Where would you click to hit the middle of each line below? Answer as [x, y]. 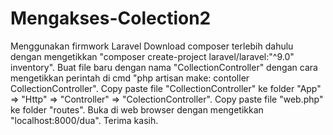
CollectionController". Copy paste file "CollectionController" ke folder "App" [166, 88]
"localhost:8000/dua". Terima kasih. [84, 120]
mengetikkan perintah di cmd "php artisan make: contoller [130, 78]
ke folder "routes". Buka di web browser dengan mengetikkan [137, 109]
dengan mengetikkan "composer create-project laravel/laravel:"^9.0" [152, 56]
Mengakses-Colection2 [111, 18]
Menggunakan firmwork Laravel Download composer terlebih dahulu [152, 46]
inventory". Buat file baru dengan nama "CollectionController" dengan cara [164, 67]
